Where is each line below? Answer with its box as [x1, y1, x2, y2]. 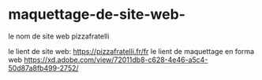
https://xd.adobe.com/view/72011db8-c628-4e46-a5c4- [23, 55, 208, 64]
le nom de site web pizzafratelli [8, 31, 110, 41]
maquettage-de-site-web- [8, 5, 185, 24]
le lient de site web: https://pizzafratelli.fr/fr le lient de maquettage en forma [8, 46, 255, 56]
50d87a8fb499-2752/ [8, 63, 79, 72]
